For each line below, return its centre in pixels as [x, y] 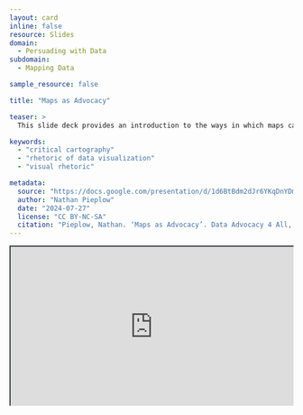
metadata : [28, 183]
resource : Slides [42, 34]
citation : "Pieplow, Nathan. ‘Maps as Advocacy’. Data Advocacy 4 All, [155, 225]
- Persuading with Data [62, 51]
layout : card [34, 18]
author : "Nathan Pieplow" [66, 199]
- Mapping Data [46, 69]
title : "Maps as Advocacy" [60, 100]
